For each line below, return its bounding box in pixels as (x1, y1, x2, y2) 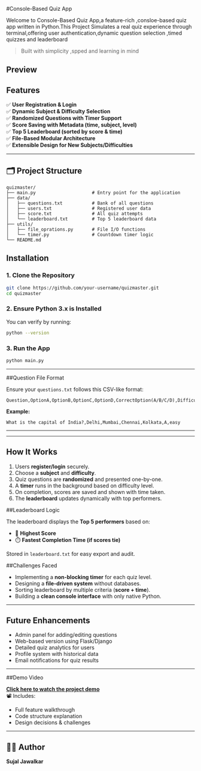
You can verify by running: (6, 318, 72, 326)
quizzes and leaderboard (6, 36, 68, 43)
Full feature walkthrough (14, 706, 75, 713)
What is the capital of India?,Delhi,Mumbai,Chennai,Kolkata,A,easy (6, 419, 181, 425)
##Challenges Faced (6, 562, 57, 569)
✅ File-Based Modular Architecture (6, 135, 96, 142)
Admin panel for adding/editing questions (14, 631, 118, 639)
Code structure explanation (14, 713, 83, 720)
